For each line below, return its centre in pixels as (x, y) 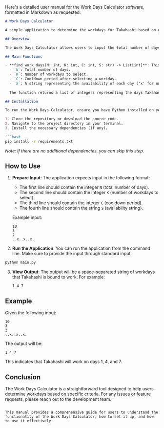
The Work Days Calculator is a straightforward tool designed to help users (79, 388)
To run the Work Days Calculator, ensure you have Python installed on (79, 110)
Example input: (27, 217)
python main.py (20, 263)
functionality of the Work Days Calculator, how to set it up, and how (79, 417)
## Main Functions (24, 56)
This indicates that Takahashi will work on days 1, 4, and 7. (63, 362)
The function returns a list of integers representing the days (76, 92)
